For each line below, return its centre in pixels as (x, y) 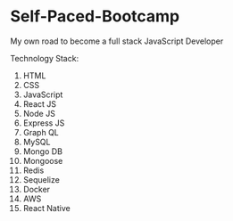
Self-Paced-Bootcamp (95, 16)
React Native (46, 208)
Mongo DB (43, 151)
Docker (37, 189)
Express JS (44, 123)
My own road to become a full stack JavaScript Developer (117, 41)
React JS (40, 103)
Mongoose (43, 160)
